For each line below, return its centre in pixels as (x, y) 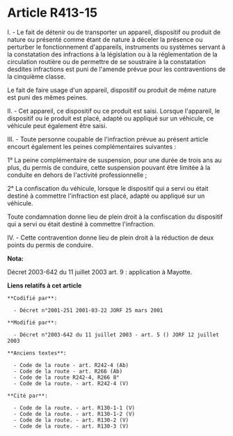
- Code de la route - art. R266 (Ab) (68, 371)
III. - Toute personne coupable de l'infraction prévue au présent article (108, 139)
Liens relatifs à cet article (45, 285)
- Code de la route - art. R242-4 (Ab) (71, 365)
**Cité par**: (28, 396)
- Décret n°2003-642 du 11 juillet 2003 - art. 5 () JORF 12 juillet (116, 335)
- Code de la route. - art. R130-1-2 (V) (74, 414)
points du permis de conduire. (50, 244)
